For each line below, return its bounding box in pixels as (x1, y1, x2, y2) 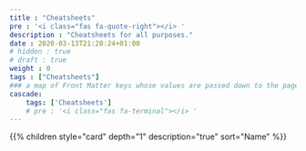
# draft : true (9, 55, 67, 65)
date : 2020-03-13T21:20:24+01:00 (9, 38, 141, 48)
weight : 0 (9, 65, 51, 74)
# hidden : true (9, 47, 71, 56)
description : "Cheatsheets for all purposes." (9, 30, 194, 39)
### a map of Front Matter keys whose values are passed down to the (9, 81, 280, 90)
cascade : (9, 89, 43, 98)
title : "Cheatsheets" (9, 13, 96, 23)
